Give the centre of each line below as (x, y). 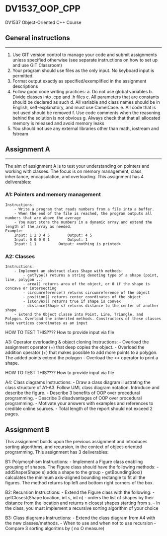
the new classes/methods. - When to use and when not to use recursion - (81, 523)
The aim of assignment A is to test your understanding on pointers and (78, 166)
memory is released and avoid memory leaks (58, 123)
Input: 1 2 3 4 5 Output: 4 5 (53, 235)
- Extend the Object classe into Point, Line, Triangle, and (79, 315)
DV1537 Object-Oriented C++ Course (43, 22)
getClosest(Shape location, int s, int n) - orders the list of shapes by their (80, 497)
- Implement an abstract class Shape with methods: (69, 271)
